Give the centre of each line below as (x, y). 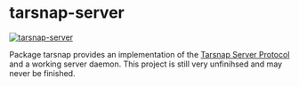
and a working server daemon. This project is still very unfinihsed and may (146, 64)
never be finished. (42, 73)
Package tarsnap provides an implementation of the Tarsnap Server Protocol (149, 54)
